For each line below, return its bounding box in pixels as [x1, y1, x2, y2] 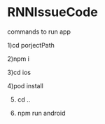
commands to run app [7, 27, 71, 36]
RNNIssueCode [7, 4, 98, 20]
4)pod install [7, 81, 43, 90]
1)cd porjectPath [7, 41, 55, 49]
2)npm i [7, 54, 30, 63]
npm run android [17, 109, 66, 117]
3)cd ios [7, 68, 31, 76]
